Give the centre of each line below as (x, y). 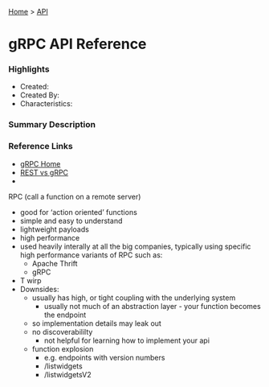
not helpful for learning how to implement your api (127, 340)
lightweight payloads (55, 229)
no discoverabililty (62, 331)
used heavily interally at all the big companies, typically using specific (135, 246)
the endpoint (65, 315)
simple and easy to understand (71, 220)
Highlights (29, 69)
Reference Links (41, 146)
